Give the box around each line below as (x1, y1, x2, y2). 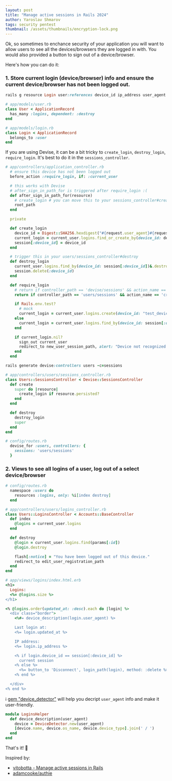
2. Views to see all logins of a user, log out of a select (5, 465, 139, 472)
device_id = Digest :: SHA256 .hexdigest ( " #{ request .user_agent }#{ (14, 230, 155, 235)
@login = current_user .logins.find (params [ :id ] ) (14, 540, 120, 545)
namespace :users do (10, 488, 54, 494)
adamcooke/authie (12, 770, 53, 776)
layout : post (5, 7, 33, 13)
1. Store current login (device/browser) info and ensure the (5, 75, 154, 82)
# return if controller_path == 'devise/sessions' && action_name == (14, 287, 166, 293)
